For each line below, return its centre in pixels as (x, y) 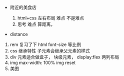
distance (19, 34)
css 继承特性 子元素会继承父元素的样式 (50, 51)
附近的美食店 (23, 7)
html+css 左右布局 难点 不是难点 (50, 18)
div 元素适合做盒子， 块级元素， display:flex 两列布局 (64, 57)
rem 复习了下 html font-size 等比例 (45, 44)
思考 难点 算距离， (36, 24)
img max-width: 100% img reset (43, 62)
